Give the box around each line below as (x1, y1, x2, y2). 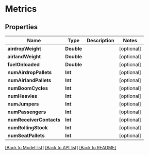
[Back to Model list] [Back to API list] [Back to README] (5, 145, 116, 150)
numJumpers (7, 101, 39, 107)
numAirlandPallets (7, 77, 51, 84)
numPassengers (7, 108, 46, 115)
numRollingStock (7, 124, 48, 131)
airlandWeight (7, 53, 41, 60)
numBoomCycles (7, 85, 48, 91)
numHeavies (7, 93, 37, 99)
